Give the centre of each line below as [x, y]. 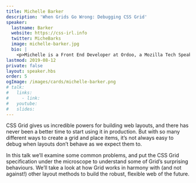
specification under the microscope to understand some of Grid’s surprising [97, 161]
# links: [19, 93]
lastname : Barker [32, 28]
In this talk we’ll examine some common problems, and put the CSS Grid [93, 156]
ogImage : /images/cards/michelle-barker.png [61, 82]
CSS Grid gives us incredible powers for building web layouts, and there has [97, 125]
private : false [24, 66]
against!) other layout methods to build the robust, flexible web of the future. [98, 174]
